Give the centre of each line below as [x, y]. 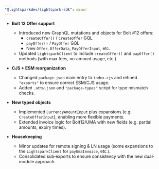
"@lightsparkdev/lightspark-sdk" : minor [46, 9]
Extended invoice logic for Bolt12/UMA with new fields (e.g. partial [85, 122]
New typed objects [31, 102]
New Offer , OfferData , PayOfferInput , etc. [68, 48]
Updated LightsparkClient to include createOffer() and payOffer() [87, 53]
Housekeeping [27, 136]
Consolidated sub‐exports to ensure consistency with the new [81, 156]
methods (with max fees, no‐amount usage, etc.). [68, 58]
